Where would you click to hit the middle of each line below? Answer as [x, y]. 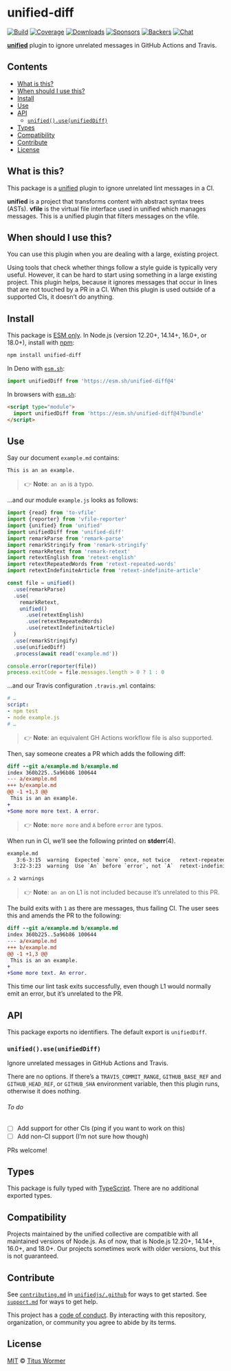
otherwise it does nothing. [44, 1091]
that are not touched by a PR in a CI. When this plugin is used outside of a [111, 290]
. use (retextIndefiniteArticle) [70, 628]
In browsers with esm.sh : [42, 394]
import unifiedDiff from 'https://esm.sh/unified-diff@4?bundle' [109, 413]
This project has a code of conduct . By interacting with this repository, [107, 1315]
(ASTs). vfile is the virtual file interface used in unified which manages [107, 208]
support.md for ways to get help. [53, 1302]
